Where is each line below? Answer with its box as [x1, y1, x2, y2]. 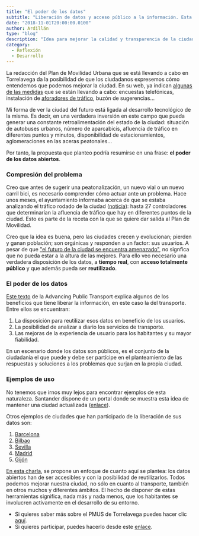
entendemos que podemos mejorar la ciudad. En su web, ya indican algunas [6, 81, 192, 89]
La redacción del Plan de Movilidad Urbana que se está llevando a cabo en [6, 69, 188, 76]
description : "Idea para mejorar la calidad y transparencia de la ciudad [6, 36, 195, 42]
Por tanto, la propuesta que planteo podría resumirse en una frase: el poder [6, 149, 191, 156]
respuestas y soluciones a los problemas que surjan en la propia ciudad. [6, 360, 182, 367]
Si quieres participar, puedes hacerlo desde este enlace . [14, 523, 153, 530]
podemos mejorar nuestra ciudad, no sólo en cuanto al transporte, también [6, 480, 190, 487]
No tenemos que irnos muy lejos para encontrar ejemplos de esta [6, 389, 166, 396]
